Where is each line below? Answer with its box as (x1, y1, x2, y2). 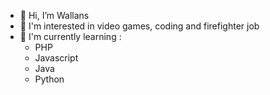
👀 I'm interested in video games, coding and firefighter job (19, 20, 260, 32)
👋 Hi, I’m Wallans (19, 10, 90, 21)
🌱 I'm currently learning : (19, 31, 122, 42)
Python (34, 73, 65, 85)
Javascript (34, 52, 79, 64)
